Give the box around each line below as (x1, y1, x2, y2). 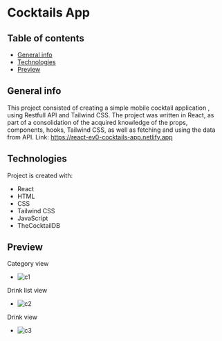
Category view (7, 260, 49, 268)
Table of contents (7, 32, 84, 44)
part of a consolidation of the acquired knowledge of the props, (7, 118, 188, 126)
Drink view (7, 313, 38, 322)
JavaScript (17, 214, 48, 222)
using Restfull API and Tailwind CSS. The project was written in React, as (7, 110, 214, 119)
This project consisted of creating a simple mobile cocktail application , (7, 104, 210, 112)
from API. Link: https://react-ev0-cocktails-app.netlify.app (7, 133, 173, 141)
